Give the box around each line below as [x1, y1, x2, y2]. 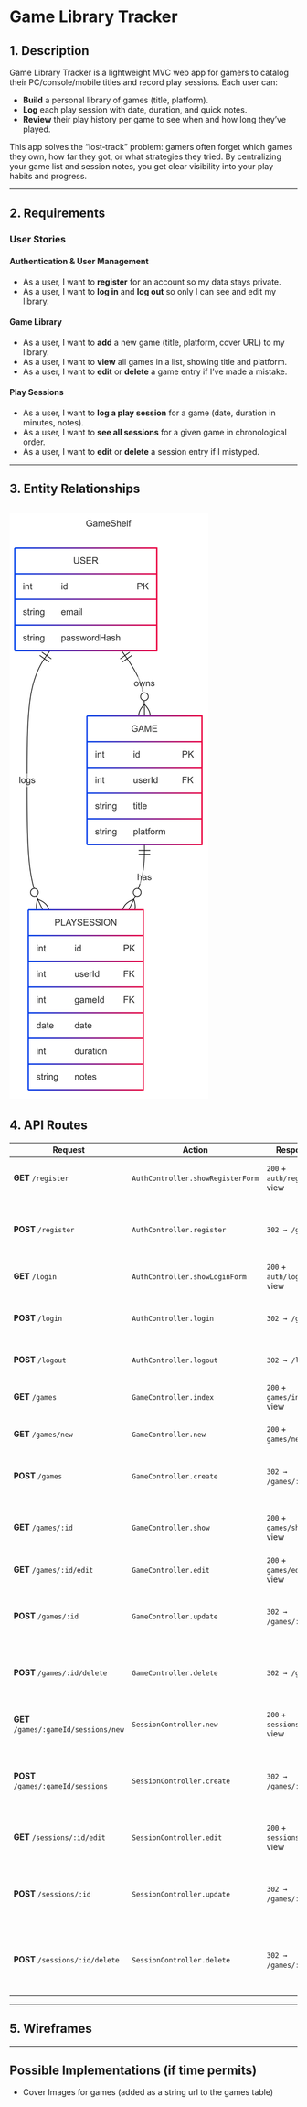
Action [182, 1145, 208, 1156]
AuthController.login [132, 1315, 215, 1324]
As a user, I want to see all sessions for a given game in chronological [22, 426, 288, 437]
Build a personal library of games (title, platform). [22, 94, 208, 105]
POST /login [13, 1313, 62, 1324]
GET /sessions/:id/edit [13, 1832, 106, 1843]
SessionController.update [132, 1889, 231, 1899]
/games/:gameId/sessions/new [13, 1725, 125, 1735]
